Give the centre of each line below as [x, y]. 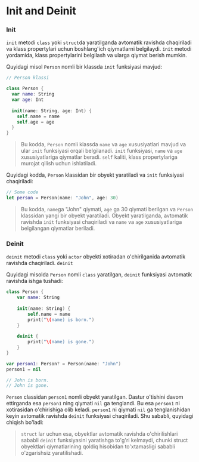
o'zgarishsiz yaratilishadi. [52, 453]
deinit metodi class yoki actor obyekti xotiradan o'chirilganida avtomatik [96, 257]
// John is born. [28, 380]
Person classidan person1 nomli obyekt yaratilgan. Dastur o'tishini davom [95, 397]
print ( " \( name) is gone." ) [61, 342]
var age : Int [28, 100]
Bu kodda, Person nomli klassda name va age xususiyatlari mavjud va [103, 144]
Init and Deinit [41, 11]
